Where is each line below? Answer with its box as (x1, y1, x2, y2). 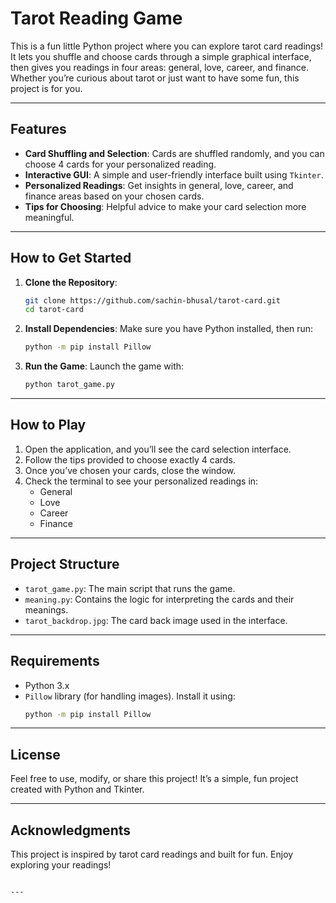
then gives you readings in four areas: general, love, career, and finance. (10, 61, 309, 73)
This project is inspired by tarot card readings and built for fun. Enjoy (10, 848, 294, 860)
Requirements (10, 653, 100, 670)
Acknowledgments (10, 822, 132, 839)
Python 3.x (24, 679, 70, 691)
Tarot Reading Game (10, 7, 183, 30)
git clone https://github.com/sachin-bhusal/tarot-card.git (24, 295, 281, 306)
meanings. (24, 603, 69, 616)
